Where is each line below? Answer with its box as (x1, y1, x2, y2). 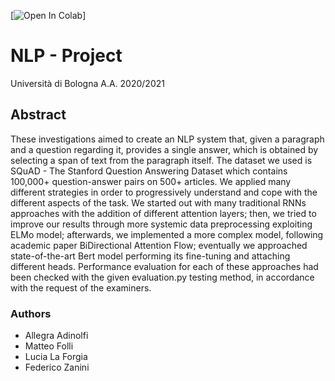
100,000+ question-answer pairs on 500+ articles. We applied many (10, 175, 292, 187)
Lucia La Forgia (24, 351, 88, 363)
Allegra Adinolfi (24, 330, 89, 342)
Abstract (10, 106, 67, 124)
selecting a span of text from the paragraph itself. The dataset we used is (10, 154, 313, 166)
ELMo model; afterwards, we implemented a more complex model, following (10, 228, 324, 240)
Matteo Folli (24, 340, 74, 352)
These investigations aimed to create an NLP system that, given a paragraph (10, 133, 325, 145)
